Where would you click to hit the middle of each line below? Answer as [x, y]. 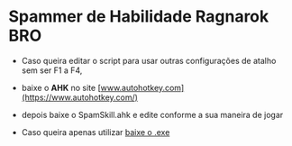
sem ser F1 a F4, [52, 70]
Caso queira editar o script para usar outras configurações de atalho [149, 60]
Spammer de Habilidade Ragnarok [139, 17]
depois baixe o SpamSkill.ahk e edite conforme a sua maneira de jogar [152, 114]
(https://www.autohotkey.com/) [80, 97]
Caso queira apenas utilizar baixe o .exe [96, 132]
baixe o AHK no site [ [61, 87]
